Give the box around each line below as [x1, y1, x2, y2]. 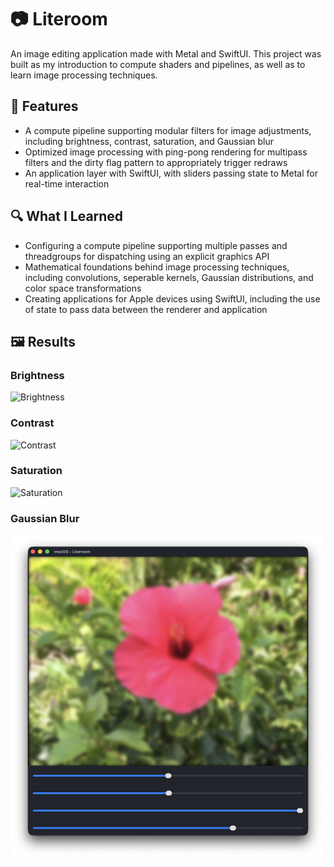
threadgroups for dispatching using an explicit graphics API [24, 250, 270, 262]
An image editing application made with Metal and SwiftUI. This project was [10, 47, 322, 60]
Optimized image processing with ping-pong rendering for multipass [24, 146, 308, 158]
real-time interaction [24, 177, 110, 190]
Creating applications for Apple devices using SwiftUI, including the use [24, 292, 321, 305]
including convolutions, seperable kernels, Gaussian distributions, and [24, 271, 314, 283]
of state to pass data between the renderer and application [24, 303, 268, 315]
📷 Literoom [10, 8, 108, 31]
